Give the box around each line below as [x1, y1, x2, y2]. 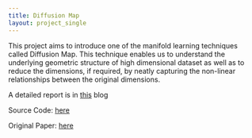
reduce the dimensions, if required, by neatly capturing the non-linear [8, 66, 236, 75]
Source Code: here [8, 105, 70, 115]
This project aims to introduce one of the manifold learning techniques [8, 40, 238, 50]
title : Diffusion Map [8, 11, 80, 20]
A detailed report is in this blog [8, 90, 109, 99]
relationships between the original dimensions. [8, 75, 161, 84]
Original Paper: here [8, 121, 74, 130]
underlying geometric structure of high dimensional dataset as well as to [8, 57, 245, 67]
